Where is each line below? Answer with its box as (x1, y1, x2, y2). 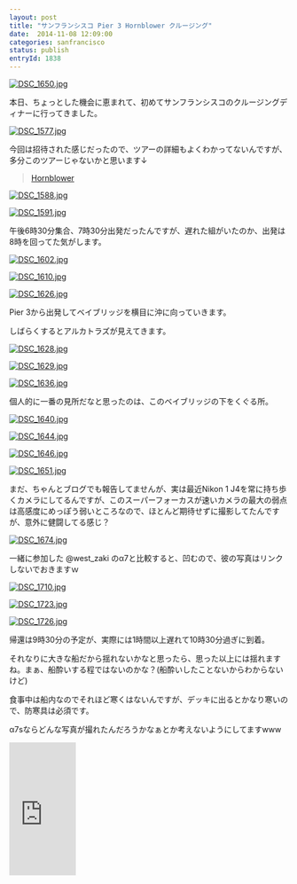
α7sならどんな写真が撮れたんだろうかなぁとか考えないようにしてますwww (9, 724, 282, 734)
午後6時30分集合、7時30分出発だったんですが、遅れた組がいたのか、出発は (9, 225, 286, 236)
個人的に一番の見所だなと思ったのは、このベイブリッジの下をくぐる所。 (9, 396, 273, 406)
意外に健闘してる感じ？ (24, 517, 111, 528)
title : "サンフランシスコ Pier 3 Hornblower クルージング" (9, 21, 213, 30)
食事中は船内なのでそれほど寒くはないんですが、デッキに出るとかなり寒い (9, 694, 281, 705)
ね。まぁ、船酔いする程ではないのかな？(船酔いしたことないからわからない (9, 664, 284, 675)
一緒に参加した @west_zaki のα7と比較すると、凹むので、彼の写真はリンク (9, 553, 284, 563)
